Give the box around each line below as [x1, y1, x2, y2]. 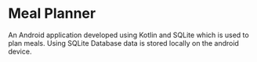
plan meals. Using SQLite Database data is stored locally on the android [8, 38, 239, 47]
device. [8, 46, 32, 56]
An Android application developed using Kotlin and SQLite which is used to [8, 30, 249, 40]
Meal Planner [8, 5, 96, 22]
